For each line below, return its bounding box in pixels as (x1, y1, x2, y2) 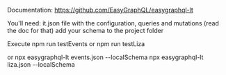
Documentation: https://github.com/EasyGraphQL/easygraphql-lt (7, 6, 193, 14)
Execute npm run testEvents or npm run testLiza (7, 40, 145, 47)
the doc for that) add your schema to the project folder (7, 27, 164, 34)
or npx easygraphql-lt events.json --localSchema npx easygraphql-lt (7, 53, 204, 61)
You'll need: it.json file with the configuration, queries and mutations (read (7, 19, 219, 27)
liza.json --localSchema (7, 61, 75, 68)
